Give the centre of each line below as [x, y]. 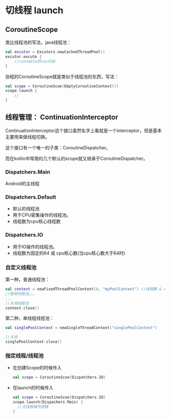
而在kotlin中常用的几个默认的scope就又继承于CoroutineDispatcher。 [77, 158]
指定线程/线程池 [25, 356]
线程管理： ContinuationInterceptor [62, 117]
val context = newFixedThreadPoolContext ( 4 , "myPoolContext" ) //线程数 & [83, 289]
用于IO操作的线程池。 [35, 246]
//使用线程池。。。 [21, 294]
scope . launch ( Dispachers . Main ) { [48, 402]
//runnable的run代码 [35, 61]
